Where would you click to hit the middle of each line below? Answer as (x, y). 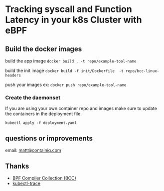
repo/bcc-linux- (142, 71)
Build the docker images (44, 49)
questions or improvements (49, 138)
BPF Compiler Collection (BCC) (44, 178)
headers (13, 75)
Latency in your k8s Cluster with (74, 20)
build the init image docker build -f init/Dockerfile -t (64, 70)
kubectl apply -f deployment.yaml (41, 123)
